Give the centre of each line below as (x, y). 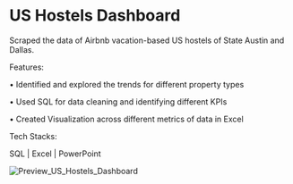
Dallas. (22, 49)
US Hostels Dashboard (95, 16)
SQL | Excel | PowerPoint (55, 154)
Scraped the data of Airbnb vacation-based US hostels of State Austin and (147, 40)
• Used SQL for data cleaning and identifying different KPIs (118, 101)
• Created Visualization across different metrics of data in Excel (126, 119)
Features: (27, 67)
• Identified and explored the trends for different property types (127, 84)
